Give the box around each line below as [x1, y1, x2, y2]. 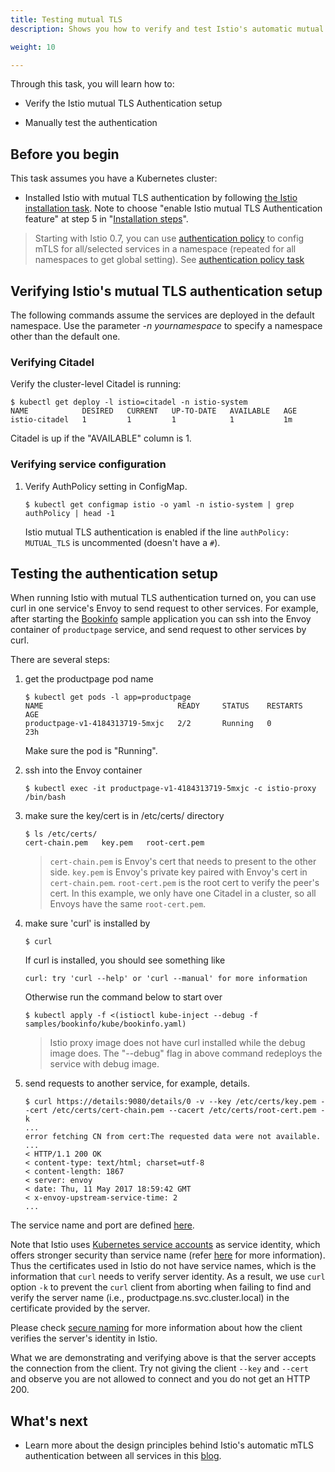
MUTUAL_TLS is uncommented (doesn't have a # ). [24, 536, 221, 548]
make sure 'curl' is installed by [24, 917, 151, 930]
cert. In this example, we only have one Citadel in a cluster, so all [49, 887, 317, 900]
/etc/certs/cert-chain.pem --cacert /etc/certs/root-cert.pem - [51, 1106, 326, 1116]
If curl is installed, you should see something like [24, 954, 226, 966]
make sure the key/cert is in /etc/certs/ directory [24, 810, 225, 822]
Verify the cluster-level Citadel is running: [10, 378, 182, 390]
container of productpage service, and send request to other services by [10, 624, 307, 636]
